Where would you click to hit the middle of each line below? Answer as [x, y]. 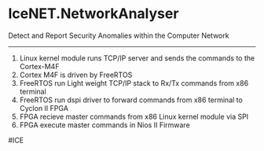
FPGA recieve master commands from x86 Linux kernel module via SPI [134, 116]
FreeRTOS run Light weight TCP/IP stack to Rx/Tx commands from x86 [134, 83]
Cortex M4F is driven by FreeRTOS [76, 75]
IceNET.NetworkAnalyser [93, 14]
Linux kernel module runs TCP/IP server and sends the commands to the [137, 58]
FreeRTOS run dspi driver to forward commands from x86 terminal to [131, 100]
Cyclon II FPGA [44, 108]
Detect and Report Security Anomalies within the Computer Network [119, 35]
